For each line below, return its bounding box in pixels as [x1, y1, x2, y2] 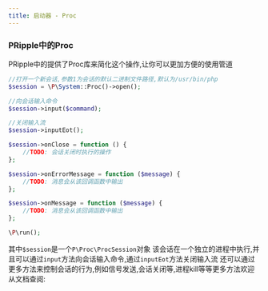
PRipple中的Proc [8, 39, 74, 50]
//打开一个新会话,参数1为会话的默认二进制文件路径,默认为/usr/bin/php [8, 75, 218, 83]
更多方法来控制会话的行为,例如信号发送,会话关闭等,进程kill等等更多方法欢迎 [8, 264, 254, 273]
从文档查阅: [8, 273, 46, 284]
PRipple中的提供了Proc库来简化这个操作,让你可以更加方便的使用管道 [8, 59, 234, 69]
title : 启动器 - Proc [8, 11, 77, 20]
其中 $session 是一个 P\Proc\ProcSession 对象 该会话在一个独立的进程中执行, [8, 244, 254, 253]
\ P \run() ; [8, 229, 42, 237]
